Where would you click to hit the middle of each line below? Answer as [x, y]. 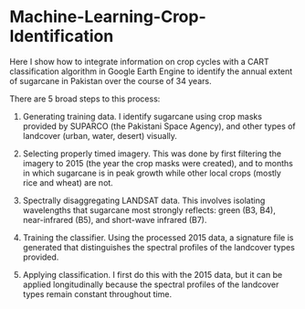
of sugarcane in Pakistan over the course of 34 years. [110, 80]
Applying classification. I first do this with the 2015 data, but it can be [152, 274]
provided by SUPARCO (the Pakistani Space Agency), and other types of [159, 126]
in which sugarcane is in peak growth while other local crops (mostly [152, 173]
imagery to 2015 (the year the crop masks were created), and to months [158, 163]
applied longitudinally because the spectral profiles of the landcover [151, 284]
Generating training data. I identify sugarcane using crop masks [142, 116]
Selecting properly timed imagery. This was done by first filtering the [152, 154]
